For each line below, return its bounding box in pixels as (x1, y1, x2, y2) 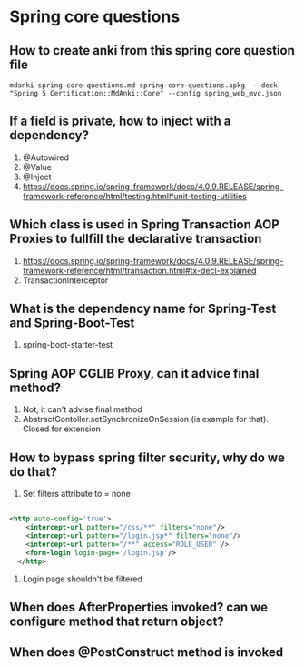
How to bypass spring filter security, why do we (9, 450, 286, 465)
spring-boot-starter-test (22, 339, 113, 350)
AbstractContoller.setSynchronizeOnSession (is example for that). (22, 414, 270, 425)
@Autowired (22, 152, 70, 163)
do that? (9, 464, 57, 480)
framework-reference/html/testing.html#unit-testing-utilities (22, 190, 247, 201)
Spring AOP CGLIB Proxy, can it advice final (9, 366, 260, 381)
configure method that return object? (9, 614, 224, 630)
